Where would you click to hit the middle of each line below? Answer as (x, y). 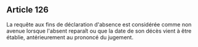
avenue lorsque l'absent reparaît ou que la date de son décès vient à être (99, 31)
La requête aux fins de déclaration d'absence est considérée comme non (99, 24)
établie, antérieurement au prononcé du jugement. (70, 37)
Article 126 (28, 10)
